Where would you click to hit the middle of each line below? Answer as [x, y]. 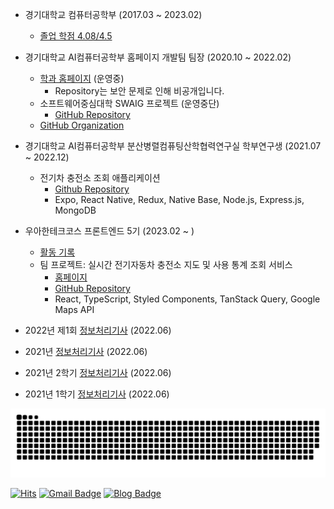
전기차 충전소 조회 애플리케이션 [100, 177]
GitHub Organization [82, 125]
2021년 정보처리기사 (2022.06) [86, 351]
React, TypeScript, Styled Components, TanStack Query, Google [187, 299]
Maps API [74, 309]
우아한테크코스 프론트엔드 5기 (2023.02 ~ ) [109, 231]
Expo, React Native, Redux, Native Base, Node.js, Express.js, [179, 199]
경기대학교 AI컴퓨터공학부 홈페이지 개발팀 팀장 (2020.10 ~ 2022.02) [158, 57]
